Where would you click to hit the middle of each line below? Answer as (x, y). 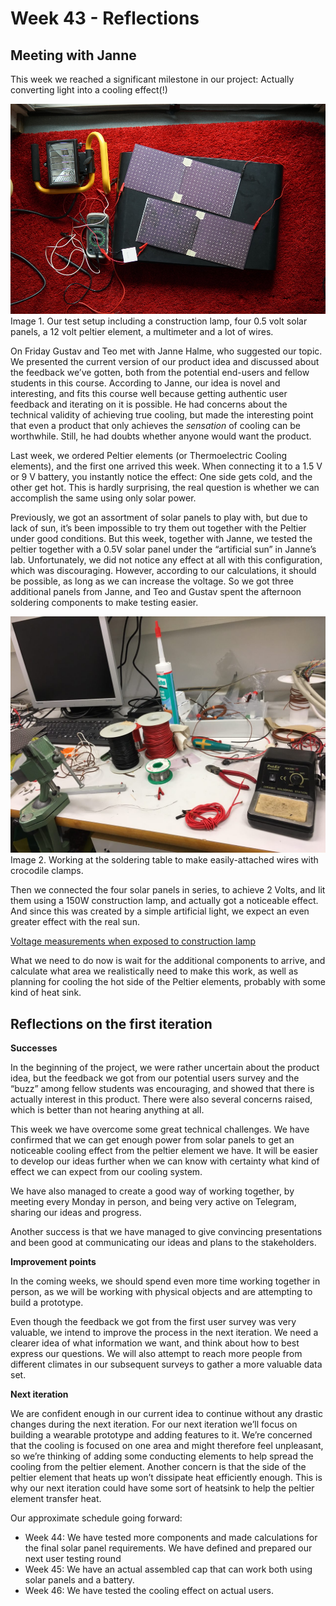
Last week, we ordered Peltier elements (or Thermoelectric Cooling (149, 456)
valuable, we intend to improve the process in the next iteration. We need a (164, 1332)
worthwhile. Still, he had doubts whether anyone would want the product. (161, 436)
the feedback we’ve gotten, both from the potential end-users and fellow (160, 373)
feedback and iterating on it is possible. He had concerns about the (149, 404)
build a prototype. (47, 1302)
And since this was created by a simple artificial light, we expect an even (160, 911)
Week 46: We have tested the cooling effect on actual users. (149, 1590)
